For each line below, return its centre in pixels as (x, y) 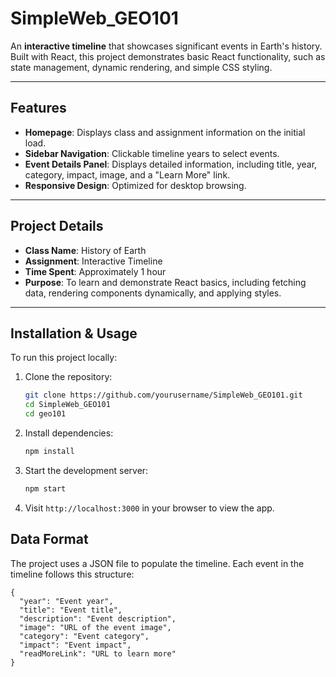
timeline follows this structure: (72, 574)
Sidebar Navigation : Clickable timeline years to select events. (152, 153)
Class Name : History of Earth (85, 250)
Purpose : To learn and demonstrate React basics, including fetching (165, 282)
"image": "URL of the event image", (95, 627)
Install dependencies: (69, 433)
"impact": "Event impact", (75, 645)
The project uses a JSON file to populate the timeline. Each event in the (157, 563)
